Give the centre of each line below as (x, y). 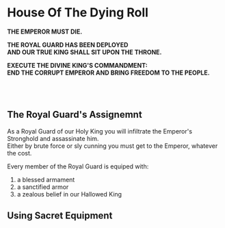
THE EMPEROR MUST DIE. (45, 31)
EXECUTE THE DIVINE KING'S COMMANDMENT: (78, 65)
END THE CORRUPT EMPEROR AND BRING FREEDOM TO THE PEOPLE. (108, 73)
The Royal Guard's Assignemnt (75, 115)
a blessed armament (46, 179)
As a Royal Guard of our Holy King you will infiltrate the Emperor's (100, 131)
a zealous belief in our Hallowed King (69, 194)
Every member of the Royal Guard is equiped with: (78, 166)
